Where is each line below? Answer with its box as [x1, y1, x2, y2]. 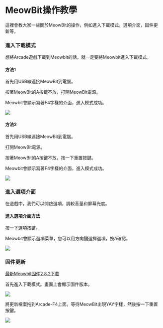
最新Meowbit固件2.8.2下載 [5, 271, 60, 277]
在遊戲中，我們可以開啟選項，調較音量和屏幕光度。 [5, 200, 110, 206]
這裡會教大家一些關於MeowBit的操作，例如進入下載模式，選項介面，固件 [5, 22, 154, 28]
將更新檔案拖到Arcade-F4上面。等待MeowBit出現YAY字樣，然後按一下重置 [5, 301, 158, 307]
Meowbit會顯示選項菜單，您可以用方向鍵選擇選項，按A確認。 [5, 235, 131, 242]
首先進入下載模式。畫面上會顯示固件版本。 [5, 281, 92, 287]
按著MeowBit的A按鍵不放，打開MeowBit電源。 [5, 89, 101, 95]
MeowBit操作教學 [5, 4, 78, 16]
